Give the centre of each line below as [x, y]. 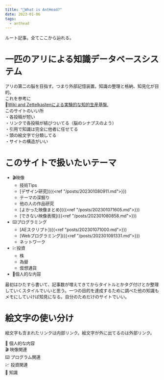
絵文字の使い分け [40, 318]
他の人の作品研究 [37, 203]
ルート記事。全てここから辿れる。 [39, 38]
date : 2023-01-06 [23, 14]
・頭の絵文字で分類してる [31, 135]
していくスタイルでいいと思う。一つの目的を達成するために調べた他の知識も [82, 291]
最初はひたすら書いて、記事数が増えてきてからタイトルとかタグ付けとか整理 [82, 284]
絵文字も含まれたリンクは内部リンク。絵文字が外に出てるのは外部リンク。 [80, 333]
